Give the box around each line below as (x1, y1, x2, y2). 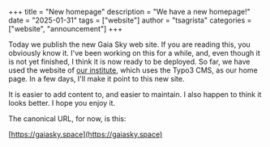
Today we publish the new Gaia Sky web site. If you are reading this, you (8, 40, 251, 49)
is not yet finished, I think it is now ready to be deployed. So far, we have (8, 57, 251, 66)
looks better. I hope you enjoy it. (8, 99, 116, 107)
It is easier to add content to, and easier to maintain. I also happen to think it (8, 90, 262, 99)
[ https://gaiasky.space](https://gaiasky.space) (8, 129, 163, 139)
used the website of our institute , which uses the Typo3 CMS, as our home (8, 65, 258, 75)
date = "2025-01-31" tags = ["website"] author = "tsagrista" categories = (8, 15, 252, 25)
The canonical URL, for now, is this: (8, 114, 126, 124)
